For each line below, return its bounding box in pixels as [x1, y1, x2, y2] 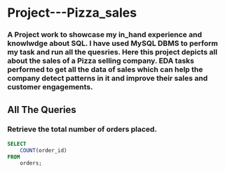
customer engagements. [7, 82, 93, 92]
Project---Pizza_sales [7, 5, 137, 21]
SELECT [7, 140, 27, 147]
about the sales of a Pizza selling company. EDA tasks [7, 56, 195, 66]
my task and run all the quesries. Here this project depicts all [7, 47, 218, 57]
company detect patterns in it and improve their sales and [7, 73, 208, 83]
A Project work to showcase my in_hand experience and [7, 30, 202, 40]
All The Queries [7, 103, 77, 116]
